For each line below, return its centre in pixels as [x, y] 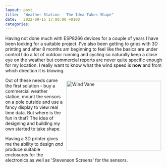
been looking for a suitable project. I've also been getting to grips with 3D [81, 44]
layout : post [19, 10]
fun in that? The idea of [30, 118]
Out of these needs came [32, 80]
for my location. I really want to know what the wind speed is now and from [83, 65]
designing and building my [33, 123]
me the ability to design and [34, 144]
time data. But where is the [33, 113]
